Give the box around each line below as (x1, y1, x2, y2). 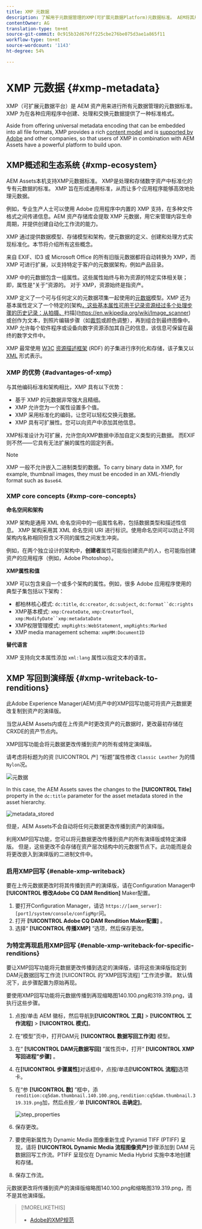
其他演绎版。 (16, 1192, 49, 1199)
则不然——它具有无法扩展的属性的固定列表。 (6, 439, 117, 446)
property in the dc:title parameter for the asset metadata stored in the (6, 792, 183, 799)
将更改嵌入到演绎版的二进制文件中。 (6, 850, 96, 858)
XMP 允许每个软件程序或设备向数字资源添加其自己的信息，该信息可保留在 (6, 324, 188, 332)
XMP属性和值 (6, 567, 40, 574)
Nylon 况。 (6, 761, 31, 768)
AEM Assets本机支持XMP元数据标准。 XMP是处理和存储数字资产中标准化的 (6, 177, 193, 184)
